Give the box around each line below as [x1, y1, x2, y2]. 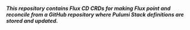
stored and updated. [6, 17, 58, 24]
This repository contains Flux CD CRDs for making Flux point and [6, 5, 171, 12]
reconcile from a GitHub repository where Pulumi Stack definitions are [6, 11, 185, 18]
